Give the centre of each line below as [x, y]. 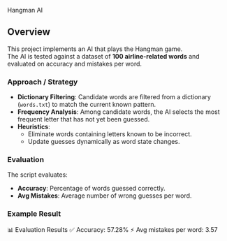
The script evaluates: [37, 175]
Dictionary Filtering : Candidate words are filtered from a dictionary [114, 97]
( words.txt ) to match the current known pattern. [86, 105]
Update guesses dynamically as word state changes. [104, 142]
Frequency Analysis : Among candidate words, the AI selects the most [118, 112]
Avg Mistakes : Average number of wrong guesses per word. [104, 196]
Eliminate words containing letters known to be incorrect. [110, 134]
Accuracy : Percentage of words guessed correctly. [91, 189]
